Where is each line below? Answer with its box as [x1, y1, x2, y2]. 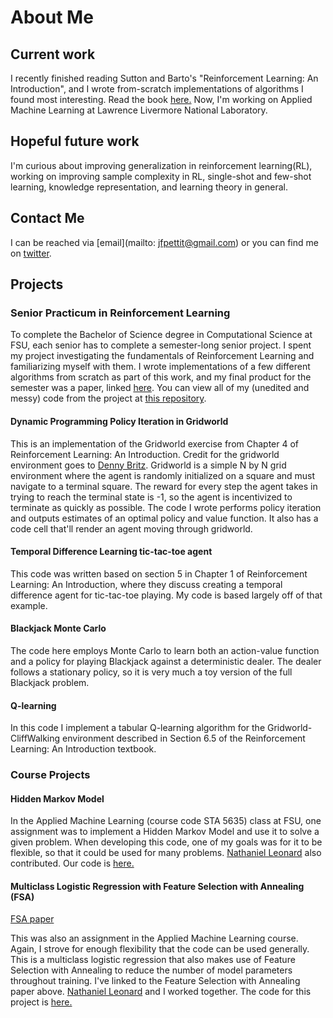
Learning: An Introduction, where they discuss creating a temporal [10, 578, 283, 590]
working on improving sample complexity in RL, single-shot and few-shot [10, 170, 312, 182]
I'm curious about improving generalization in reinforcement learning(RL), [10, 159, 313, 171]
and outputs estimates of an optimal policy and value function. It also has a [10, 512, 319, 524]
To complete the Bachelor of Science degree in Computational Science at [10, 329, 313, 341]
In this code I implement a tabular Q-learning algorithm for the [10, 722, 266, 734]
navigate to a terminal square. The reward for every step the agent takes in [10, 480, 318, 492]
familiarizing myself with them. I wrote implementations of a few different [10, 361, 311, 373]
